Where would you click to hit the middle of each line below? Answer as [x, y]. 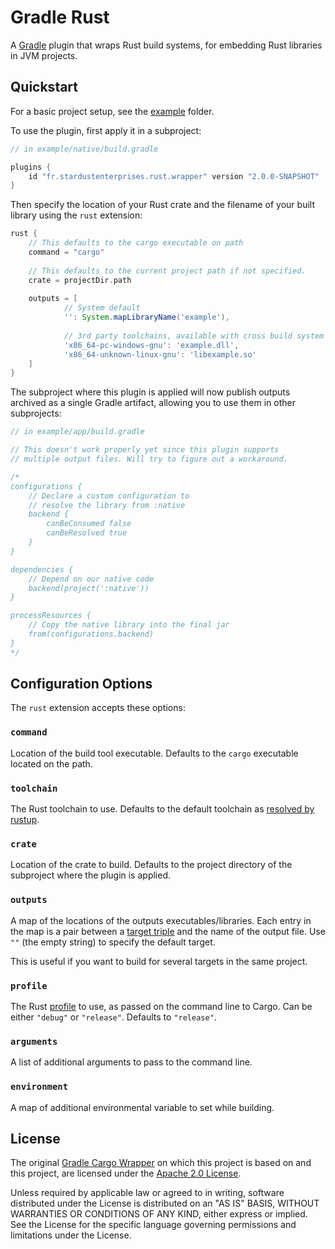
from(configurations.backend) [91, 634]
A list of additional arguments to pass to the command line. [131, 1062]
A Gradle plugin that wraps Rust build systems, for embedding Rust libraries [166, 45]
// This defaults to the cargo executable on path [136, 243]
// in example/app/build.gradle [77, 432]
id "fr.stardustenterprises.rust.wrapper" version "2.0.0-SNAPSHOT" [174, 176]
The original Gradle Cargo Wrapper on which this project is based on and [161, 1163]
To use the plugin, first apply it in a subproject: [106, 130]
